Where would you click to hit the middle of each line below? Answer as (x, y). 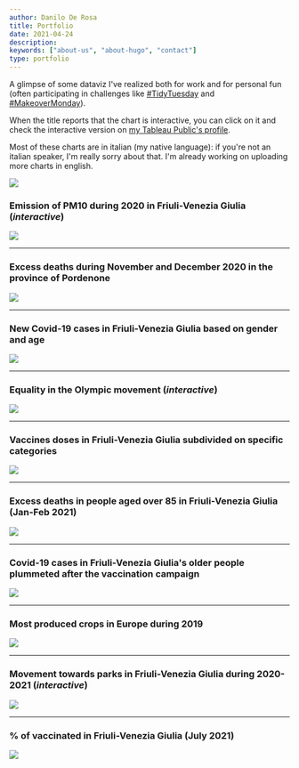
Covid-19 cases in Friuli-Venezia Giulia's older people (127, 562)
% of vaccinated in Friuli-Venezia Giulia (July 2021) (122, 735)
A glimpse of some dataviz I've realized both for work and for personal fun (145, 84)
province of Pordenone (60, 279)
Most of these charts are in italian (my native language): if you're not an (140, 147)
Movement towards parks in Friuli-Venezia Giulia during (132, 675)
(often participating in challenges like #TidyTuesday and (112, 93)
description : (33, 42)
